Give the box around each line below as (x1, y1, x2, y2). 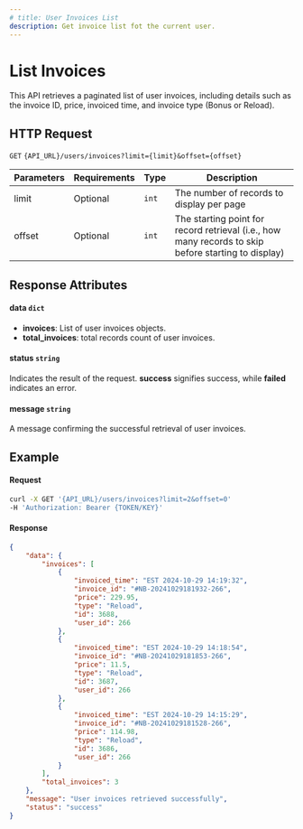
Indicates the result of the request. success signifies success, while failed (9, 373, 286, 384)
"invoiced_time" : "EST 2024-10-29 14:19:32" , (73, 576, 248, 585)
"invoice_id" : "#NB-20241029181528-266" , (73, 719, 232, 728)
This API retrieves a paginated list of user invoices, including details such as (9, 90, 291, 101)
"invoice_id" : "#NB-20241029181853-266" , (73, 652, 232, 661)
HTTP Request (9, 126, 93, 141)
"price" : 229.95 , (73, 593, 140, 602)
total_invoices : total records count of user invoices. (22, 331, 216, 343)
